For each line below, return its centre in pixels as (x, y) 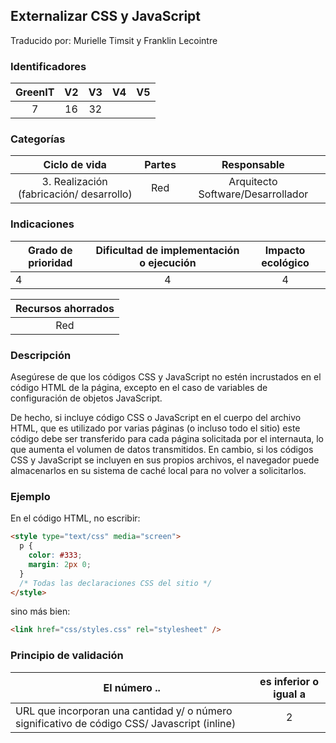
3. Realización (74, 182)
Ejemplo (30, 496)
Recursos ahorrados (65, 308)
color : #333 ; (55, 555)
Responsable (253, 165)
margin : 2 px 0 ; (60, 564)
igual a (289, 694)
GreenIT (35, 92)
